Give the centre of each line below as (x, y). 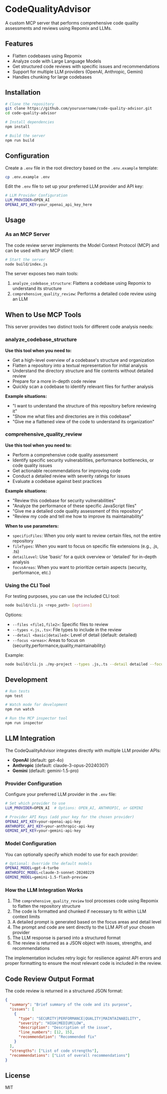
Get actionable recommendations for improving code (66, 470)
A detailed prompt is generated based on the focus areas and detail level (87, 922)
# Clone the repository (30, 104)
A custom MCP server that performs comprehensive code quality (72, 23)
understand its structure (37, 289)
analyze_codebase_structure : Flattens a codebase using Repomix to (82, 283)
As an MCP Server (28, 234)
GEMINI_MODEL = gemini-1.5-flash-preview (46, 877)
